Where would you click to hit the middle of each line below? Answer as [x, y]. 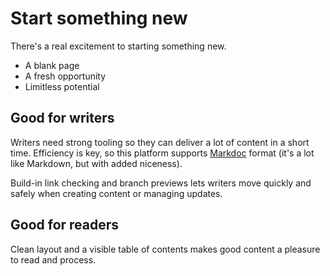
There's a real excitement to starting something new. [118, 46]
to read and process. [53, 259]
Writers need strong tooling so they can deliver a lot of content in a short [160, 142]
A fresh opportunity [65, 76]
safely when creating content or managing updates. [116, 193]
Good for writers [62, 118]
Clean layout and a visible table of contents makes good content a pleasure [165, 249]
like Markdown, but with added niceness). [96, 163]
